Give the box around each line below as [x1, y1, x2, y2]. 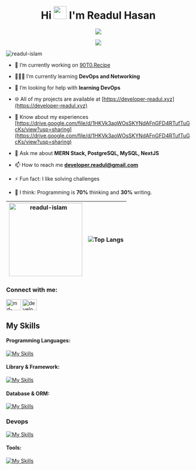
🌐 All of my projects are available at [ [14, 95, 104, 102]
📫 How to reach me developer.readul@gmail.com [14, 161, 139, 168]
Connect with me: [6, 286, 58, 294]
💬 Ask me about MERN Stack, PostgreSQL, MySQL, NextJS [14, 149, 159, 156]
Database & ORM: [6, 390, 50, 397]
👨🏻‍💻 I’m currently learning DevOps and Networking [14, 73, 140, 80]
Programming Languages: [6, 337, 71, 344]
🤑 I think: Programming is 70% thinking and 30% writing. [14, 188, 152, 195]
